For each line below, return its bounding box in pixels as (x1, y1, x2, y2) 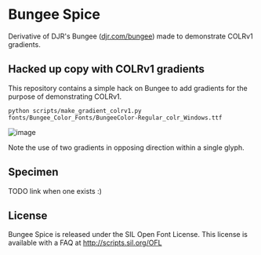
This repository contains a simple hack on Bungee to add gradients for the (8, 83, 248, 93)
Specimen (8, 166, 59, 179)
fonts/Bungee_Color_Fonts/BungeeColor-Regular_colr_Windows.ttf (8, 114, 223, 122)
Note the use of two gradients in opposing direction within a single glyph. (8, 143, 245, 152)
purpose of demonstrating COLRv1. (8, 92, 122, 101)
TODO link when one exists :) (8, 186, 102, 195)
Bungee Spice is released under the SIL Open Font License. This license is (8, 230, 248, 239)
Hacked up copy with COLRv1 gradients (8, 63, 205, 76)
